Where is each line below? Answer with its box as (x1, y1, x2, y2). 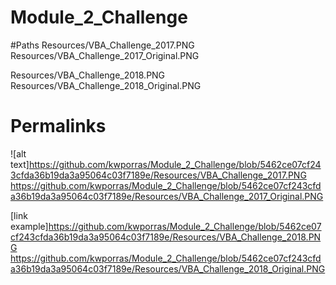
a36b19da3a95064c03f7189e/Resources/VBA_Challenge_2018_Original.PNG (10, 262, 326, 275)
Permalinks (10, 115, 107, 138)
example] (10, 220, 49, 232)
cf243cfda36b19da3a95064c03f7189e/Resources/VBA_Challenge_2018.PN (10, 231, 322, 243)
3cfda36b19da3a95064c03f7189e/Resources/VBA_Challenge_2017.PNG (10, 169, 307, 181)
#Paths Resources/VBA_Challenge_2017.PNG (10, 39, 195, 51)
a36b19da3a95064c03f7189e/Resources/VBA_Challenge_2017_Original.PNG (10, 190, 324, 202)
